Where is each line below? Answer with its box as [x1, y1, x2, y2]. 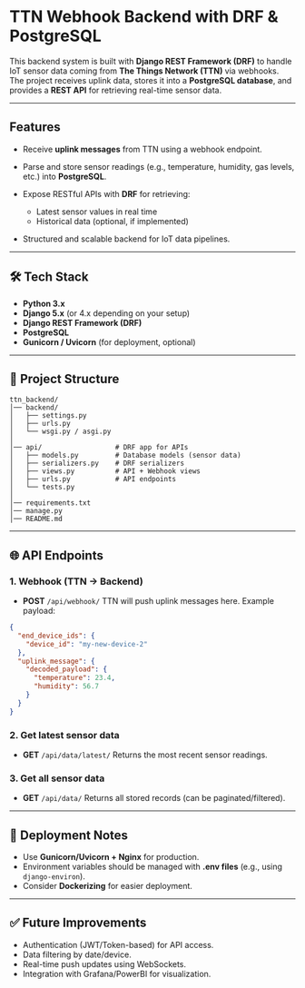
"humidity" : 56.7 [33, 682, 100, 691]
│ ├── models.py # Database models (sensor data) [9, 451, 242, 460]
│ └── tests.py [9, 483, 75, 492]
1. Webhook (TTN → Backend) [9, 575, 143, 588]
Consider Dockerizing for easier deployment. [22, 881, 193, 892]
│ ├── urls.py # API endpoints [9, 475, 177, 484]
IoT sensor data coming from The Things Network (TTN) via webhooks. [9, 65, 280, 76]
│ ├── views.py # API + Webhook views [9, 467, 202, 476]
